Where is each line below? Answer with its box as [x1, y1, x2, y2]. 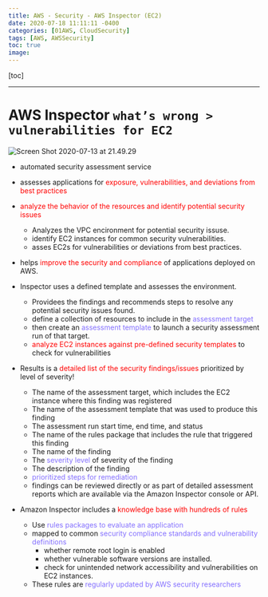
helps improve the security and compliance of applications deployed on [19, 257, 255, 267]
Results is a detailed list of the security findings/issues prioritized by [19, 363, 245, 373]
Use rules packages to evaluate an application [31, 520, 184, 529]
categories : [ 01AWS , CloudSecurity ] [8, 26, 130, 34]
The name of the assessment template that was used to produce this [31, 404, 258, 413]
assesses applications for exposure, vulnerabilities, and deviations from [19, 177, 255, 187]
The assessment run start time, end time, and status [31, 421, 203, 431]
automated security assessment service [19, 161, 152, 172]
